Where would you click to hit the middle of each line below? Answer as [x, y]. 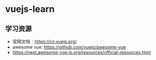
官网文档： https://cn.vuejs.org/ [44, 41]
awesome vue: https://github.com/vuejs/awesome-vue [69, 47]
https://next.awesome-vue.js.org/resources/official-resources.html [82, 52]
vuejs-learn [30, 9]
